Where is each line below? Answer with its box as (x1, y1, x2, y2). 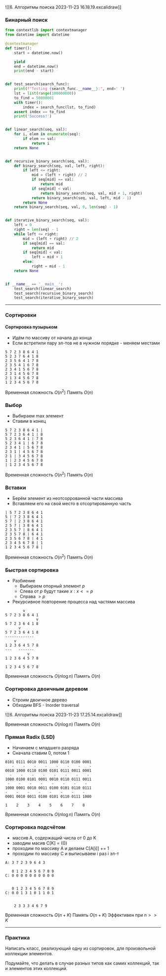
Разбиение (12, 578, 36, 584)
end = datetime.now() (14, 64, 58, 69)
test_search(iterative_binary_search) (14, 295, 94, 300)
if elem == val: (23, 136, 56, 141)
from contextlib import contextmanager (5, 28, 87, 33)
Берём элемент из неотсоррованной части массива (12, 495, 123, 501)
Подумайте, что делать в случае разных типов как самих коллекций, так (5, 960, 160, 966)
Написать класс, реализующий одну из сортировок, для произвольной (5, 945, 156, 951)
